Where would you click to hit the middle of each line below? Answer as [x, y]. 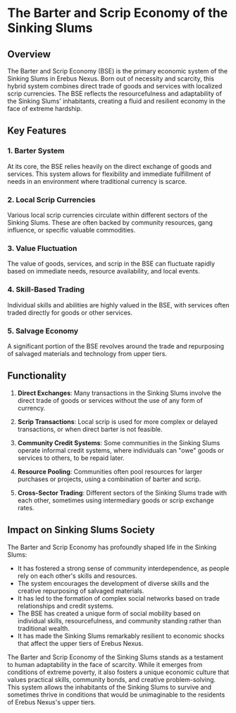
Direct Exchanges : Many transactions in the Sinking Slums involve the [119, 393]
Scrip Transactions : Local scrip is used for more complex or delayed [118, 421]
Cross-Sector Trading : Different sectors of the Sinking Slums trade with [122, 493]
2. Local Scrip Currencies [51, 199]
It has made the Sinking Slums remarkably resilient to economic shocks [121, 636]
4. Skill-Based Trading [46, 290]
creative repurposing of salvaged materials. [81, 591]
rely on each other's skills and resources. [77, 576]
